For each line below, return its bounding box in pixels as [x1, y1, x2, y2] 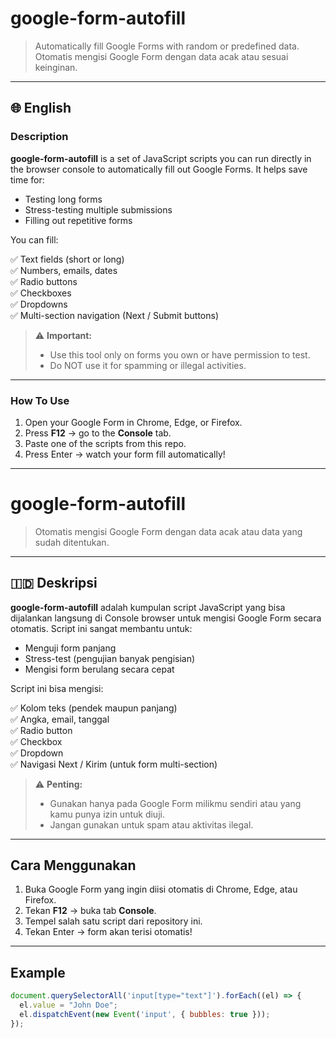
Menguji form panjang [24, 642, 117, 654]
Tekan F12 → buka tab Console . [24, 905, 157, 917]
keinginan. [34, 61, 78, 73]
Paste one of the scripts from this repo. [24, 437, 187, 449]
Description [10, 130, 69, 144]
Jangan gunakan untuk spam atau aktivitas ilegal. [49, 818, 254, 831]
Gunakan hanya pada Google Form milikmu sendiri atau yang [49, 797, 302, 809]
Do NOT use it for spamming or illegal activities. [49, 359, 247, 371]
